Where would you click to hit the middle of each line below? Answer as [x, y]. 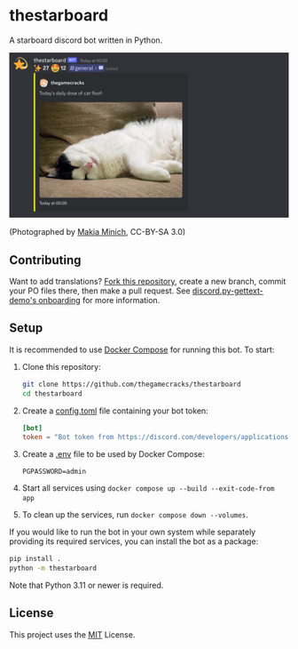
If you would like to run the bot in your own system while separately [133, 532]
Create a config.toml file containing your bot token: [115, 411]
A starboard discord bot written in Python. [86, 40]
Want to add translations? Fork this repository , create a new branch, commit [148, 282]
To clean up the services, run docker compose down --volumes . [135, 515]
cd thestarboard [52, 393]
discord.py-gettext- [228, 291]
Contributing [45, 260]
